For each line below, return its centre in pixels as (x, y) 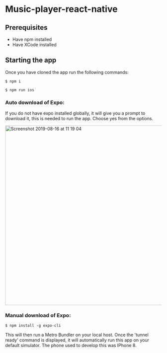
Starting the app (31, 60)
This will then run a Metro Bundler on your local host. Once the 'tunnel (77, 335)
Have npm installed (32, 39)
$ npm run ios (20, 90)
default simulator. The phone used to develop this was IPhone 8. (71, 346)
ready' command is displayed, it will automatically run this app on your (77, 340)
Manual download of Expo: (38, 315)
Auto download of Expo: (35, 102)
